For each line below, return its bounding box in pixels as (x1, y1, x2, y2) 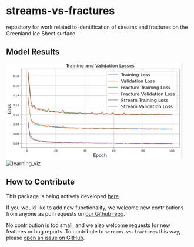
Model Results (6, 47, 60, 57)
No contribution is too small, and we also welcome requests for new (6, 222, 170, 229)
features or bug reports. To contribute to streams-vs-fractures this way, (6, 228, 181, 235)
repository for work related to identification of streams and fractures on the (6, 24, 188, 31)
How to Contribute (6, 177, 75, 187)
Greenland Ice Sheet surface (6, 29, 76, 36)
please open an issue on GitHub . (6, 234, 85, 241)
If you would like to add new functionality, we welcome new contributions (6, 204, 184, 211)
